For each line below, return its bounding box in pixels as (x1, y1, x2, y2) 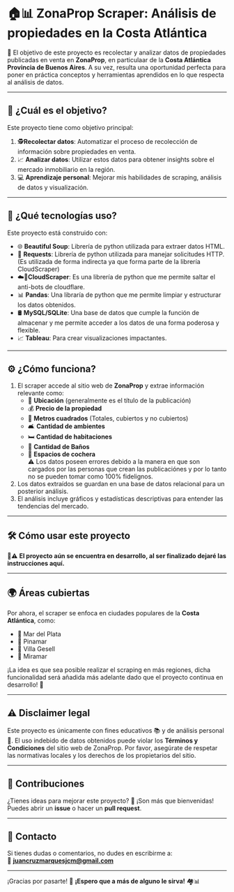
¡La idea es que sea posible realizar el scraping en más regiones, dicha (7, 666, 211, 674)
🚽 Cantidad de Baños (27, 443, 90, 451)
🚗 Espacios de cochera (27, 450, 96, 458)
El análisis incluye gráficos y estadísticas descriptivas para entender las (17, 495, 224, 503)
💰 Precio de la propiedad (27, 404, 102, 413)
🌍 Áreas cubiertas (7, 587, 91, 599)
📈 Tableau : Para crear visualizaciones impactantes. (17, 333, 167, 342)
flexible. (17, 326, 40, 334)
